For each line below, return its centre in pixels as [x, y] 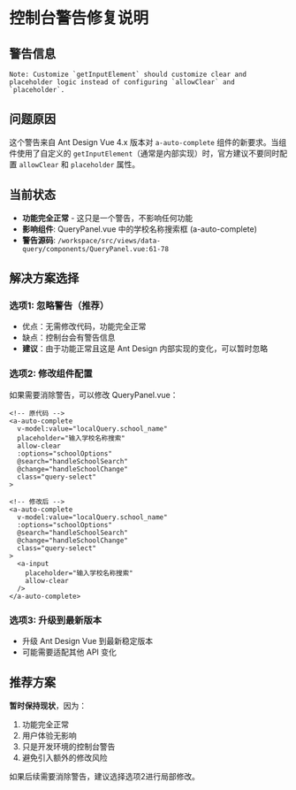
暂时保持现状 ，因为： [48, 705]
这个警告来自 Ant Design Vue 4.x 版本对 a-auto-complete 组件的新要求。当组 [148, 142]
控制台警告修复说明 [79, 18]
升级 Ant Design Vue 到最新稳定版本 [87, 640]
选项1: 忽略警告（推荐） [59, 305]
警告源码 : [38, 240]
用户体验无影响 [49, 735]
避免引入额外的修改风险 [65, 757]
